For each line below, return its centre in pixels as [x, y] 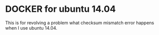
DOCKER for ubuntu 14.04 [61, 9]
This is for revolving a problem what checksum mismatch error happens [80, 23]
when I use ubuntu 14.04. [31, 28]
